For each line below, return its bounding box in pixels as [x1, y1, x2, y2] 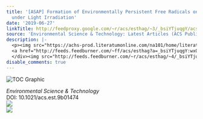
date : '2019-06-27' [6, 20, 56, 26]
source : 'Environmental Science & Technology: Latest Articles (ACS [6, 31, 182, 37]
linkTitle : [6, 25, 34, 32]
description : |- [6, 37, 47, 43]
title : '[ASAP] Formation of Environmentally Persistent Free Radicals [6, 8, 190, 15]
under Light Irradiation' [11, 14, 77, 20]
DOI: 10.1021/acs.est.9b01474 [6, 94, 79, 101]
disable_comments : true [6, 59, 66, 65]
